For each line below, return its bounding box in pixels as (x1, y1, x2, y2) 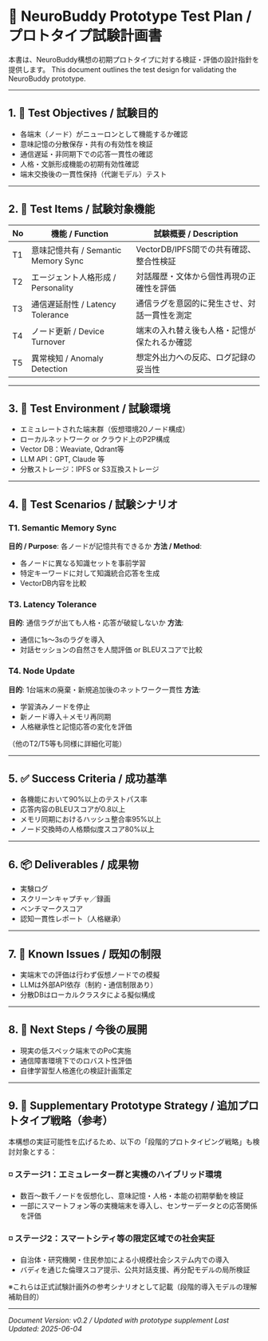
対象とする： (14, 1147, 57, 1156)
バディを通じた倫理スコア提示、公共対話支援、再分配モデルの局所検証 (19, 1265, 250, 1275)
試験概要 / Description (153, 228, 238, 239)
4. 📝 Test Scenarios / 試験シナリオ (8, 498, 178, 511)
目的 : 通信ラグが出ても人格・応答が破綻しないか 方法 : (8, 618, 184, 627)
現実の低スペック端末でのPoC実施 (19, 1046, 132, 1055)
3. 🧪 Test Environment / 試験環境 (8, 402, 171, 415)
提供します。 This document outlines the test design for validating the (8, 64, 237, 74)
